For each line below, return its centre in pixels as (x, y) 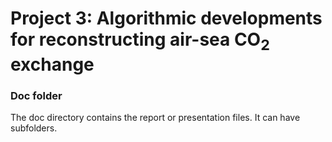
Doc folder (36, 95)
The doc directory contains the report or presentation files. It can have (155, 118)
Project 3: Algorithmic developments (166, 18)
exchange (52, 64)
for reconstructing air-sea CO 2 (140, 41)
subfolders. (34, 128)
